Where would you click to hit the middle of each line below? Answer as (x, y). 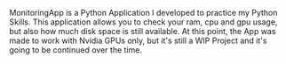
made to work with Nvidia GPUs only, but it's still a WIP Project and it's (138, 40)
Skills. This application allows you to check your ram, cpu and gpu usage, (143, 22)
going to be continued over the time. (75, 50)
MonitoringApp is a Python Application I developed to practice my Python (143, 13)
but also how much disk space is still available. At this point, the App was (143, 31)
